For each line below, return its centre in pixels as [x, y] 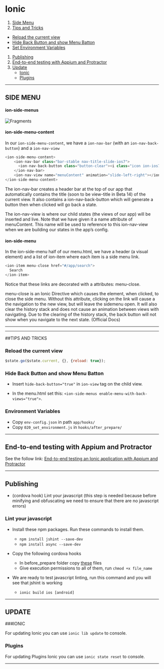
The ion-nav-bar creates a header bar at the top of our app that [69, 189]
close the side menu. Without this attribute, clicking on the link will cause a [80, 299]
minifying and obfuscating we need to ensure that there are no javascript [85, 501]
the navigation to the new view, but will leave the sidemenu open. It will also [81, 304]
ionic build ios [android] [47, 592]
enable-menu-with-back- [123, 394]
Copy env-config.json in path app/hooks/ [53, 422]
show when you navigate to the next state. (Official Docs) [63, 319]
